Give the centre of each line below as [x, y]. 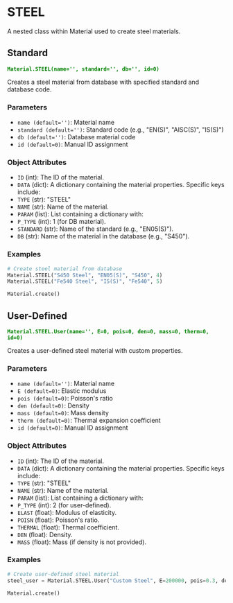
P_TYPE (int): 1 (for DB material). [61, 222]
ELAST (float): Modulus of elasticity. [67, 512]
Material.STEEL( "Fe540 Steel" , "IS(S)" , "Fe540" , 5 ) [85, 281]
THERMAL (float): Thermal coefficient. [68, 527]
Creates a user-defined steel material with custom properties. [95, 350]
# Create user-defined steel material [63, 574]
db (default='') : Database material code [76, 137]
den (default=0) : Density [53, 405]
